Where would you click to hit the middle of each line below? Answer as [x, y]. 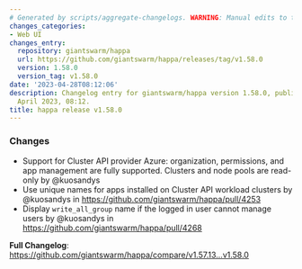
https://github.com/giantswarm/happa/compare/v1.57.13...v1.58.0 [129, 255]
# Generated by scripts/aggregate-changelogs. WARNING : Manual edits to [148, 18]
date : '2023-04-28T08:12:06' [64, 85]
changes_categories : [48, 26]
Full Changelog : [39, 245]
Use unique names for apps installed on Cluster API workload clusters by [157, 189]
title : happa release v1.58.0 [66, 110]
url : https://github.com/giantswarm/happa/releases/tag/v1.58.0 [140, 59]
